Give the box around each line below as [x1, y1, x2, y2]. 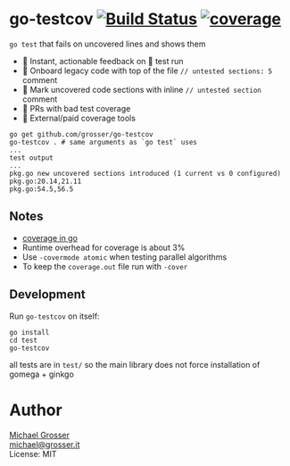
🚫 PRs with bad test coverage [21, 103, 131, 113]
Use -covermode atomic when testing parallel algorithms [21, 251, 228, 262]
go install [9, 328, 50, 337]
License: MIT [9, 448, 57, 459]
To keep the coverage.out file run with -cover [21, 261, 188, 271]
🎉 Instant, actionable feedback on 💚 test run [21, 55, 185, 66]
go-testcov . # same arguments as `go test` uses [9, 137, 198, 146]
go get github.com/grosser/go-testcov [9, 129, 153, 138]
